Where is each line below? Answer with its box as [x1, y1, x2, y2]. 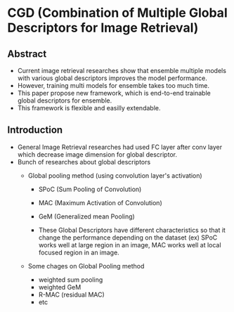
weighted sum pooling [38, 275, 103, 284]
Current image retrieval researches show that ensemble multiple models [17, 67, 227, 74]
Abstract [7, 48, 47, 60]
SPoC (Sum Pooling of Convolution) [38, 185, 142, 193]
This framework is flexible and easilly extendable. [17, 104, 161, 112]
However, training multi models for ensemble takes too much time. [17, 82, 209, 89]
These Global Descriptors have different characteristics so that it [38, 226, 226, 234]
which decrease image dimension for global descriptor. [17, 150, 178, 159]
